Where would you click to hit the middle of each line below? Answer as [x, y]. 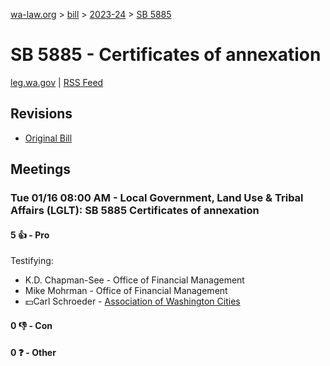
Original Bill [48, 138]
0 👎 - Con [31, 325]
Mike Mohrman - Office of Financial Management [126, 291]
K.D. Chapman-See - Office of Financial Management [134, 280]
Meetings [41, 169]
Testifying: [32, 261]
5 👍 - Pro [30, 235]
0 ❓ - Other [33, 353]
